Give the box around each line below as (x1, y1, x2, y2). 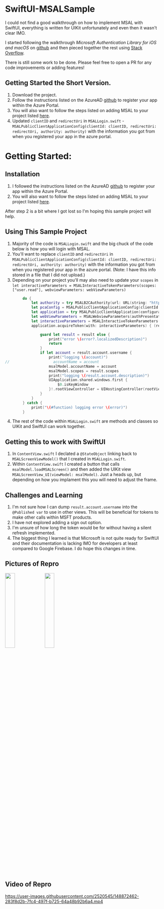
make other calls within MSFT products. (12, 514, 93, 520)
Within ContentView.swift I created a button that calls (12, 461, 120, 467)
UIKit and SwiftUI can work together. (12, 424, 86, 430)
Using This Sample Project (5, 228, 87, 236)
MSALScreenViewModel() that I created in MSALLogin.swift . (12, 456, 126, 462)
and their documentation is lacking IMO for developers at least (12, 540, 138, 547)
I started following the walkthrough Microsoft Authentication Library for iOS (5, 39, 157, 45)
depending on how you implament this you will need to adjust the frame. (12, 477, 158, 483)
